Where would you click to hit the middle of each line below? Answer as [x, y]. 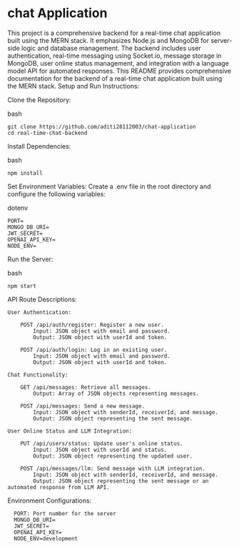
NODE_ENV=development [46, 538]
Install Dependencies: [39, 146]
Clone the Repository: [39, 100]
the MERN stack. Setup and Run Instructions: [73, 86]
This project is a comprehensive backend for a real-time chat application [114, 33]
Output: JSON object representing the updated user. [113, 456]
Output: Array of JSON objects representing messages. [116, 393]
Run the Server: [30, 259]
